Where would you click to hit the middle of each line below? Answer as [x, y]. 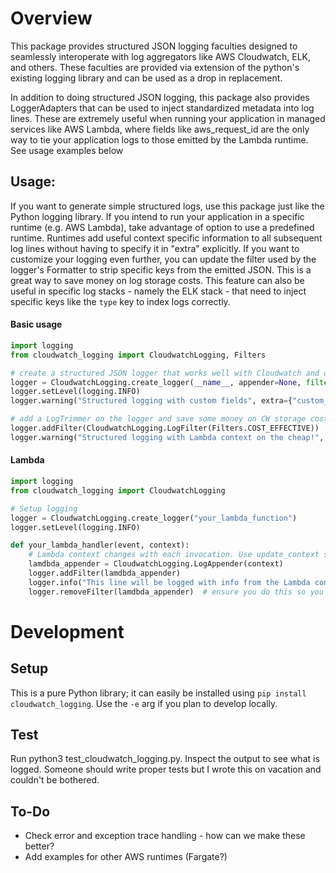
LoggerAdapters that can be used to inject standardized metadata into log [162, 108]
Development [67, 631]
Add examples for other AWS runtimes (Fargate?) [126, 857]
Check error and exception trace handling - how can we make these [165, 836]
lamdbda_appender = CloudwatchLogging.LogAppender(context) [156, 564]
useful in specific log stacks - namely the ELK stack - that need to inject [158, 291]
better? [39, 846]
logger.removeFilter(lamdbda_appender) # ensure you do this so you [176, 592]
